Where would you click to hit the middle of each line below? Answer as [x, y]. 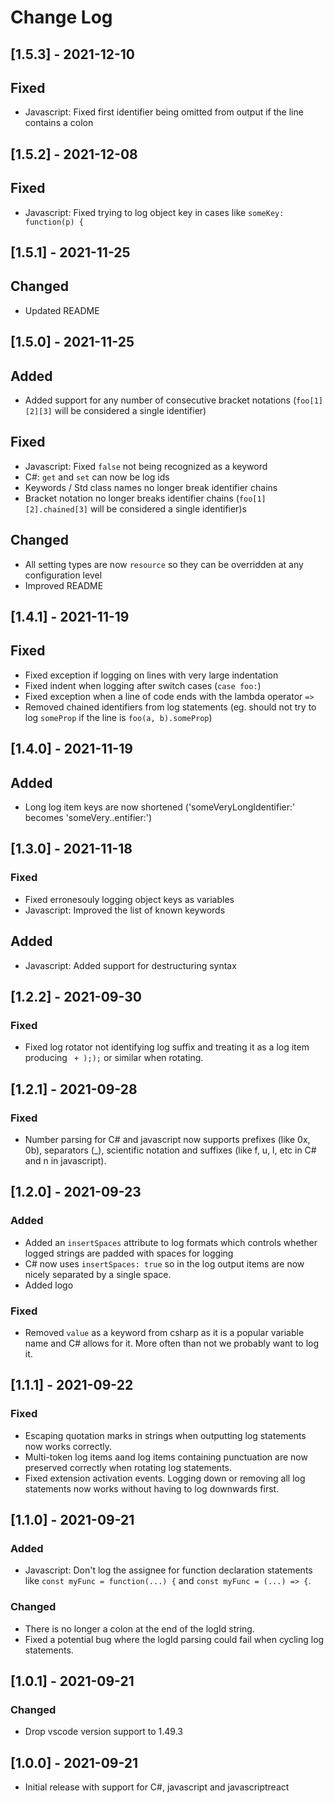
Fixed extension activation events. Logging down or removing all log [165, 1478]
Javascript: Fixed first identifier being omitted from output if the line [164, 112]
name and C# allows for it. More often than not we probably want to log [172, 1343]
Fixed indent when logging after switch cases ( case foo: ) [143, 685]
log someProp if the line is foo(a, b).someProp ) [118, 717]
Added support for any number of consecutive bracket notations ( [160, 400]
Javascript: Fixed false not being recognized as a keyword [146, 466]
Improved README [64, 585]
